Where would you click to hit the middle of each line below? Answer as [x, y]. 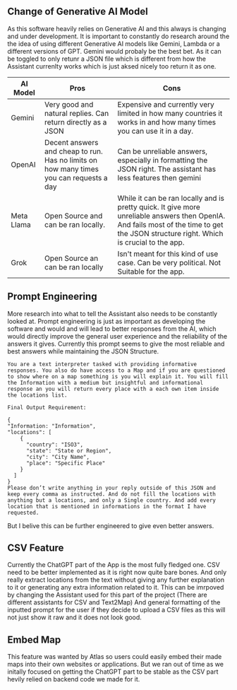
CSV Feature [36, 548]
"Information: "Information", [52, 426]
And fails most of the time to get [170, 224]
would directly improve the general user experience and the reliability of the [117, 336]
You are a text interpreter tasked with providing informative [102, 364]
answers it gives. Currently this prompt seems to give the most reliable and [116, 344]
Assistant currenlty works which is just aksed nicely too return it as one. [112, 66]
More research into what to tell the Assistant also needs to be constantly [112, 313]
